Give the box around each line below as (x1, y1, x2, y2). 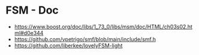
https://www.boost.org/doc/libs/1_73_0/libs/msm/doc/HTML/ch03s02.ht (14, 23, 193, 30)
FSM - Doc (5, 4, 59, 17)
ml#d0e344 (14, 29, 44, 36)
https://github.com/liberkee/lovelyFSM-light (14, 42, 123, 49)
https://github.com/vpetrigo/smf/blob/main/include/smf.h (14, 35, 156, 43)
